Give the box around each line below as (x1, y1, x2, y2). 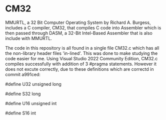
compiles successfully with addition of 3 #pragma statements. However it (5, 61, 156, 67)
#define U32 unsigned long (5, 81, 61, 87)
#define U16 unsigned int (5, 100, 57, 106)
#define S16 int (5, 110, 36, 116)
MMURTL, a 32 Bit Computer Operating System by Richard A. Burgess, (5, 19, 151, 25)
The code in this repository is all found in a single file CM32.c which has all (5, 45, 159, 51)
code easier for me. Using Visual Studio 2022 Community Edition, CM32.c (5, 55, 158, 61)
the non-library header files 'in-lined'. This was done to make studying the (5, 50, 158, 56)
